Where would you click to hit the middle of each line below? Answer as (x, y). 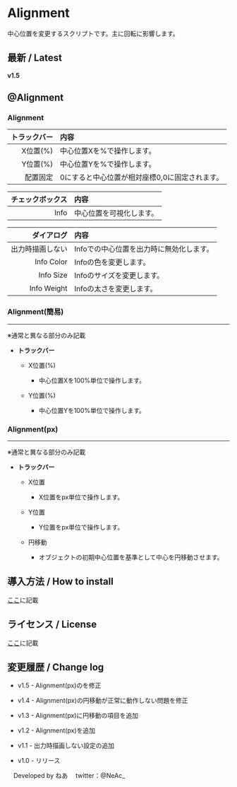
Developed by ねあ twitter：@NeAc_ (69, 776)
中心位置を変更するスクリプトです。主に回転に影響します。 (93, 33)
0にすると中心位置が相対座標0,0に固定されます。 (141, 177)
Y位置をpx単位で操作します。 (81, 527)
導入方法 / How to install (61, 582)
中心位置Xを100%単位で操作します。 (92, 380)
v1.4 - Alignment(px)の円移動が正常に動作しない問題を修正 (103, 701)
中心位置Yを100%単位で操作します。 (92, 410)
